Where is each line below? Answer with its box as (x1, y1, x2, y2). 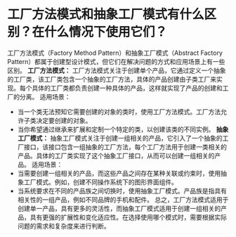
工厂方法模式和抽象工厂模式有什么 (7, 6, 205, 23)
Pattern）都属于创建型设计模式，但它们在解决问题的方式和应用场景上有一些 (7, 57, 225, 65)
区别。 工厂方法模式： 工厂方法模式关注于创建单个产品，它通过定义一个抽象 (7, 66, 226, 75)
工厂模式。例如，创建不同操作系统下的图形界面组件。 (23, 177, 178, 186)
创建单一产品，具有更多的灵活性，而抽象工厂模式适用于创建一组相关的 (17, 204, 221, 212)
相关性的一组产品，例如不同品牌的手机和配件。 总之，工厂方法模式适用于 (17, 195, 229, 204)
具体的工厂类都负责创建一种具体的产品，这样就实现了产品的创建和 (31, 84, 223, 92)
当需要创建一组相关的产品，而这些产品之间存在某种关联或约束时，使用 (17, 169, 221, 177)
